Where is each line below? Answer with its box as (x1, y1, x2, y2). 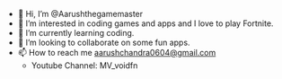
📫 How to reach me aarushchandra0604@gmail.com (17, 48, 216, 57)
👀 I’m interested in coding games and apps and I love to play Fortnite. (17, 18, 274, 29)
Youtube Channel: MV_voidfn (31, 60, 138, 71)
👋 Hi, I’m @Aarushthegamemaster (17, 9, 144, 19)
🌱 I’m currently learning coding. (17, 28, 135, 38)
